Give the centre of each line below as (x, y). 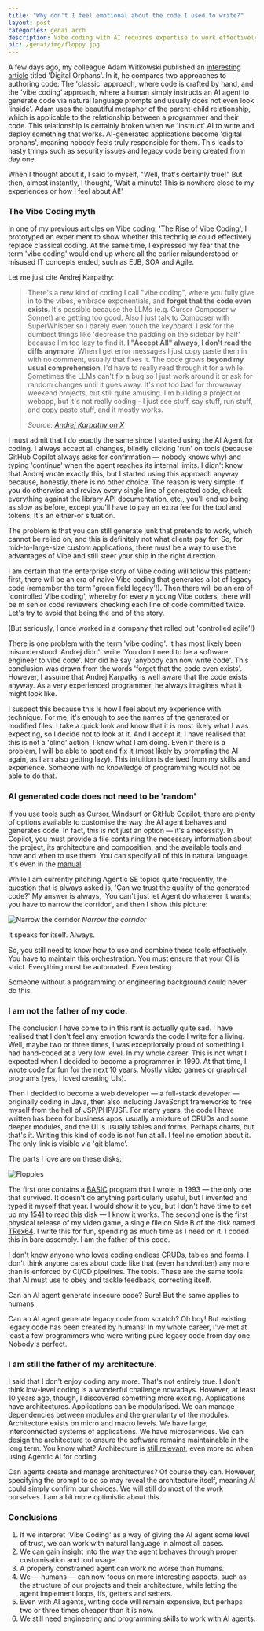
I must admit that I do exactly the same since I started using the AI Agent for (131, 440)
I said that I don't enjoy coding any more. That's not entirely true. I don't (124, 1381)
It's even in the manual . (46, 864)
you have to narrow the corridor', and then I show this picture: (108, 904)
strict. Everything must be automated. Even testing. (91, 966)
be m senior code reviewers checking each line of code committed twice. (127, 605)
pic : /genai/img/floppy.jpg (54, 45)
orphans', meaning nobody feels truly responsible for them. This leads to (126, 143)
